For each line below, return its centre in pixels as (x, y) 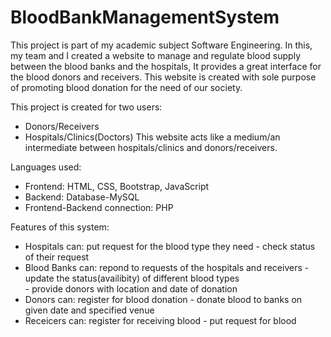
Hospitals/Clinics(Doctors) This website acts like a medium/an (152, 137)
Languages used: (46, 167)
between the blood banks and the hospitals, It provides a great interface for (166, 66)
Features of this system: (60, 227)
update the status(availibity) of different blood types (132, 278)
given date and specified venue (89, 310)
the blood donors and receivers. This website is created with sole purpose (163, 77)
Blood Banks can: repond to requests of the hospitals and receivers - (167, 267)
